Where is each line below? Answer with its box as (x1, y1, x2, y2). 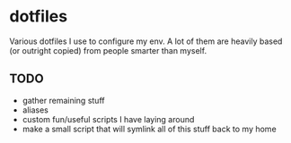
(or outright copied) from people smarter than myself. (9, 45, 207, 55)
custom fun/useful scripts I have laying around (22, 114, 195, 124)
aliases (22, 105, 49, 115)
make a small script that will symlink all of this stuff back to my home (22, 123, 277, 134)
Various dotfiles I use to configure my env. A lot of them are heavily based (9, 36, 283, 46)
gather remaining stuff (22, 95, 105, 105)
